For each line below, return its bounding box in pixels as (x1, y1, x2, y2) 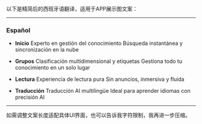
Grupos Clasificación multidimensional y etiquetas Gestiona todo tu (14, 58, 182, 65)
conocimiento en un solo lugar (14, 64, 90, 71)
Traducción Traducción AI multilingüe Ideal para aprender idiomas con (14, 87, 191, 95)
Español (6, 26, 31, 34)
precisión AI (14, 93, 45, 101)
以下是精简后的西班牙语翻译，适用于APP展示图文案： (6, 5, 138, 12)
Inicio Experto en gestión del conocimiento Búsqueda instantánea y (14, 40, 183, 47)
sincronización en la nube (14, 46, 79, 53)
